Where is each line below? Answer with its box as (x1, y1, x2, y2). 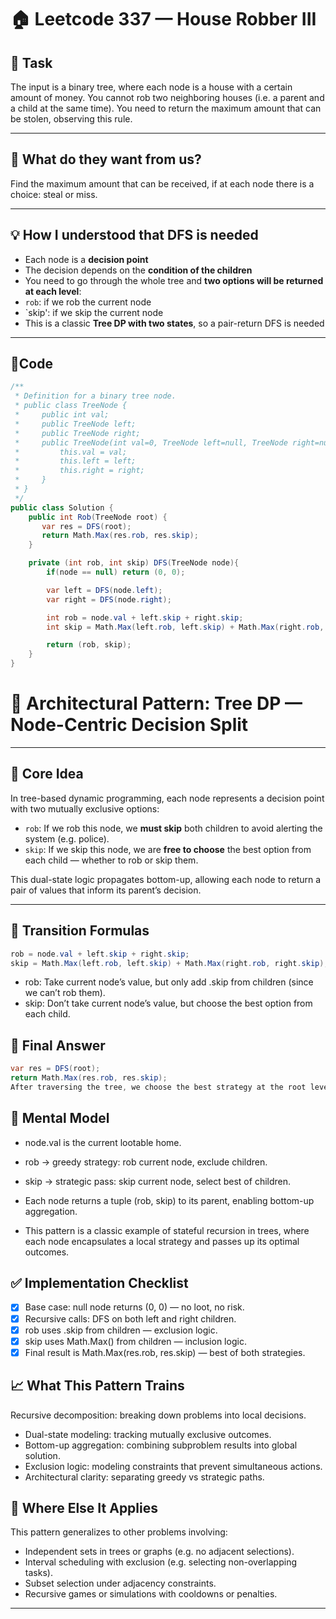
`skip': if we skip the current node (24, 306, 164, 318)
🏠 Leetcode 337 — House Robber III (10, 8, 317, 31)
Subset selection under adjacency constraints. (24, 1577, 217, 1590)
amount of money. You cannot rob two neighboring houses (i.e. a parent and (10, 92, 325, 103)
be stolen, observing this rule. (10, 113, 133, 125)
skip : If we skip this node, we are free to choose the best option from (24, 843, 312, 855)
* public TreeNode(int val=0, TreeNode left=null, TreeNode (14, 437, 288, 448)
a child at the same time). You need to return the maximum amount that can (10, 102, 322, 114)
